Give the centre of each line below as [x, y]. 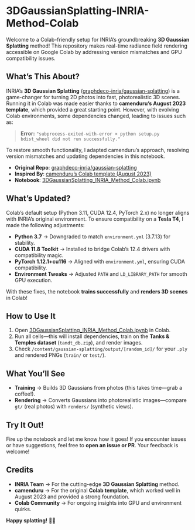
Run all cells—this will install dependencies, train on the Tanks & [92, 336]
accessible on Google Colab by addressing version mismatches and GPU [94, 52]
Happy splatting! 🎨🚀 [31, 520]
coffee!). [25, 394]
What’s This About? [43, 77]
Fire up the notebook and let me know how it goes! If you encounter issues [96, 439]
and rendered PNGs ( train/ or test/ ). [60, 355]
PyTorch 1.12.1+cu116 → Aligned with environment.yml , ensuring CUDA [100, 261]
